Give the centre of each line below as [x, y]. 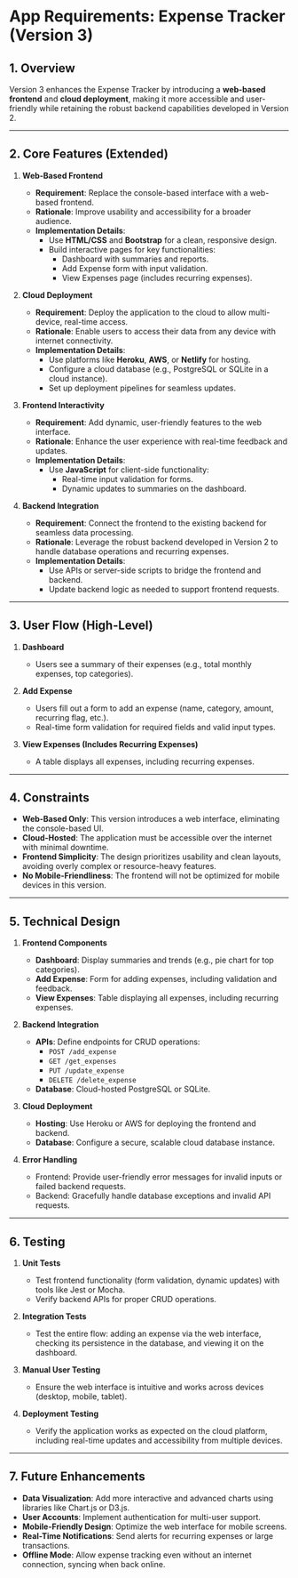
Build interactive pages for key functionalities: [132, 249]
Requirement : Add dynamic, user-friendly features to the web [149, 422]
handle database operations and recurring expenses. [132, 551]
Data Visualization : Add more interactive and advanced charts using [148, 1498]
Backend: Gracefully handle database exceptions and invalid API [153, 1196]
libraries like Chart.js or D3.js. [76, 1507]
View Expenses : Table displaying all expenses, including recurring [157, 998]
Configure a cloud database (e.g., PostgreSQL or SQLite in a [158, 369]
